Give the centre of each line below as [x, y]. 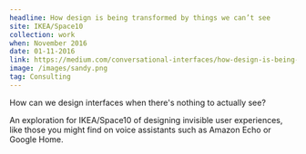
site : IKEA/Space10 [46, 26]
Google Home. [36, 139]
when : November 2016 [49, 43]
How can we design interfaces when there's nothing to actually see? [138, 102]
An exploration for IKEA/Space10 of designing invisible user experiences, [146, 120]
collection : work [42, 34]
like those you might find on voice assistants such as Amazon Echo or [140, 130]
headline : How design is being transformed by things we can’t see [140, 18]
